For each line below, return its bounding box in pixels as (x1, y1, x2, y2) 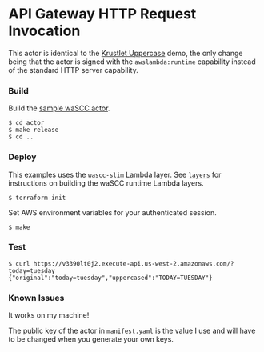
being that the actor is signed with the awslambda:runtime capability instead (8, 57, 256, 66)
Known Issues (8, 292, 65, 303)
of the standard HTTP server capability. (8, 65, 138, 74)
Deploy (8, 151, 37, 162)
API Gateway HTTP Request (8, 5, 197, 23)
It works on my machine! (8, 310, 90, 320)
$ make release (8, 126, 59, 134)
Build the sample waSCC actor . (8, 103, 110, 113)
